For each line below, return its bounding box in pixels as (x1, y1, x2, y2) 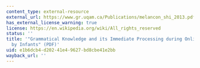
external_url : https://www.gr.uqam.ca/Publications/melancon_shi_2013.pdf (6, 14, 196, 20)
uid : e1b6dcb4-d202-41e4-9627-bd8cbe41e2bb (6, 47, 116, 53)
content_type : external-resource (6, 8, 89, 15)
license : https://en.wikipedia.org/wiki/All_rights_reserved (6, 25, 161, 31)
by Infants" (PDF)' (11, 42, 60, 48)
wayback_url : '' (6, 53, 46, 59)
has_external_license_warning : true (6, 20, 97, 25)
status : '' (6, 31, 33, 37)
